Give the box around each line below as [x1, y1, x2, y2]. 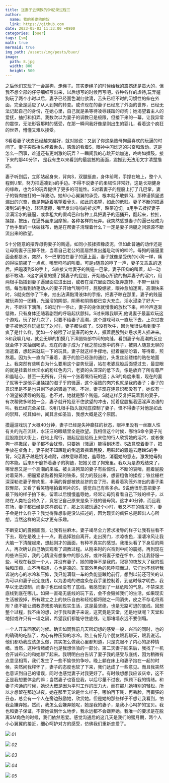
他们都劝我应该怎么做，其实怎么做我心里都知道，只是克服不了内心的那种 [5, 639, 155, 644]
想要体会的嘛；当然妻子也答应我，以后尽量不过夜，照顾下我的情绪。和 [18, 677, 164, 682]
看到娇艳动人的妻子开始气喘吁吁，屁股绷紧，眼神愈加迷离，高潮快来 [22, 285, 164, 291]
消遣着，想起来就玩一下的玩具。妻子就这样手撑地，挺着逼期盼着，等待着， [5, 348, 159, 354]
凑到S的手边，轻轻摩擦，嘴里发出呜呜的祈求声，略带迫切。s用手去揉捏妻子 [5, 205, 160, 211]
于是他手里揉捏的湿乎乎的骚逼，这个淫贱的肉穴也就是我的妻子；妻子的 [18, 380, 164, 386]
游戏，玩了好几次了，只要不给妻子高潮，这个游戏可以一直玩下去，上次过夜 [9, 317, 164, 323]
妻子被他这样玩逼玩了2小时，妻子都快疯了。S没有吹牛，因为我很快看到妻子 [5, 323, 161, 329]
